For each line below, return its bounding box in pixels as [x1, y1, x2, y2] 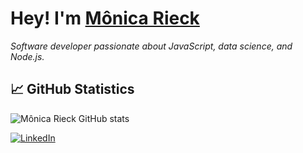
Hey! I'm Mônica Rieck [10, 7, 200, 30]
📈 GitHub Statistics [10, 81, 135, 98]
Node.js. [10, 50, 45, 62]
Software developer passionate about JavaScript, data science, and [10, 40, 293, 52]
